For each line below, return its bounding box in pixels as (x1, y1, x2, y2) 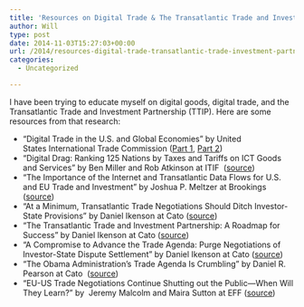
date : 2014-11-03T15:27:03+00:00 (9, 38, 136, 48)
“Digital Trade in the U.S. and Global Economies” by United (22, 133, 242, 144)
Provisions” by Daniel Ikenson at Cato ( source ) (43, 210, 218, 221)
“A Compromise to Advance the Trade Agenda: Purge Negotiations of (22, 239, 281, 250)
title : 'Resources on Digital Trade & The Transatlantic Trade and (9, 13, 270, 23)
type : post (9, 30, 51, 39)
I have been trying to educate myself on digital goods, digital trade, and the (9, 96, 290, 107)
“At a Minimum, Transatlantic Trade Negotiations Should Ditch (22, 200, 253, 211)
